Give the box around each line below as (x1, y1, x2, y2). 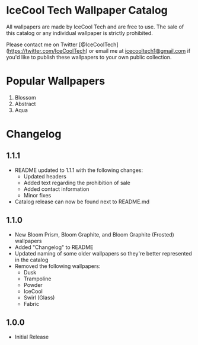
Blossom (14, 94, 37, 101)
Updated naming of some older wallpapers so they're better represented (14, 250, 193, 257)
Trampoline (23, 275, 52, 282)
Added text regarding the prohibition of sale (23, 179, 130, 186)
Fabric (23, 300, 40, 307)
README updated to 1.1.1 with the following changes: (14, 167, 143, 174)
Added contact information (23, 185, 90, 193)
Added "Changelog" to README (14, 244, 94, 251)
